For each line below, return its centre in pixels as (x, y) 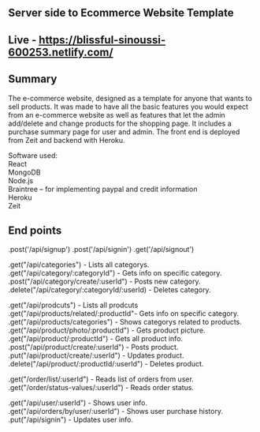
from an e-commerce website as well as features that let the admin (117, 115)
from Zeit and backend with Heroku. (67, 140)
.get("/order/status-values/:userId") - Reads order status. (101, 388)
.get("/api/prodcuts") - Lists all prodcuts (73, 305)
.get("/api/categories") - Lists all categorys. (79, 265)
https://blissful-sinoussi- (102, 40)
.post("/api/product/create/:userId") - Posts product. (93, 347)
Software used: (33, 155)
